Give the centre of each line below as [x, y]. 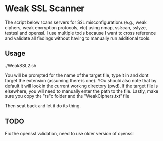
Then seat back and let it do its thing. [43, 106]
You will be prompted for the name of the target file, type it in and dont [77, 75]
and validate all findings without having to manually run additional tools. [78, 38]
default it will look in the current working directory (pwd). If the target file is [81, 86]
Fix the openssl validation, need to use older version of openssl [70, 133]
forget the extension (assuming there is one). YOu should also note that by [81, 80]
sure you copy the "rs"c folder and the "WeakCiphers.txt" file [67, 96]
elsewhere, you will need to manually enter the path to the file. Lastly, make [82, 91]
